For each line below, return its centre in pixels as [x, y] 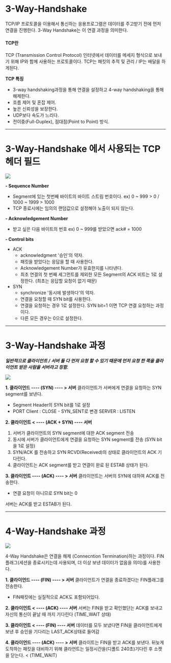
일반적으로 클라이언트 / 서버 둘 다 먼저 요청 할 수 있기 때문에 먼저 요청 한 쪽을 [80, 361]
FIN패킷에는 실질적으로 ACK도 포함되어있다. [56, 597]
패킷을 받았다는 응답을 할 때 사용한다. [57, 262]
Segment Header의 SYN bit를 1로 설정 [51, 405]
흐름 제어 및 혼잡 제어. [34, 102]
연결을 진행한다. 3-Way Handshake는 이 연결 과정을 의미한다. [67, 30]
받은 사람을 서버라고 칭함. [44, 367]
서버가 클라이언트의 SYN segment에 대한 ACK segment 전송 [73, 433]
